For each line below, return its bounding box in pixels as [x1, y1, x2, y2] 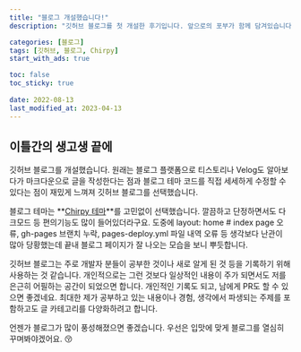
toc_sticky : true [9, 79, 74, 88]
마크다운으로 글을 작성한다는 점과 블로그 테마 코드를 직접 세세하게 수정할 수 [25, 176, 287, 186]
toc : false [9, 71, 50, 80]
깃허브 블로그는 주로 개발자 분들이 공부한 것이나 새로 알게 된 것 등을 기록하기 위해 [9, 259, 291, 270]
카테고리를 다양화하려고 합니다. [49, 304, 159, 314]
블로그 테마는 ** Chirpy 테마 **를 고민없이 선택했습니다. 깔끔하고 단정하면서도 [9, 206, 277, 217]
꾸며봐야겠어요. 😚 [9, 333, 73, 345]
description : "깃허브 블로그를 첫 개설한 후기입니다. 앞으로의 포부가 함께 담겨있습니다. [9, 21, 296, 30]
